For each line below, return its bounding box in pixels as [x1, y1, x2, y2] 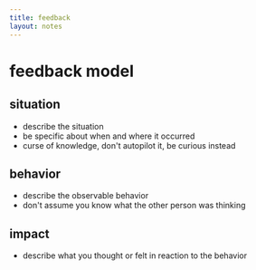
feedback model [9, 61, 134, 82]
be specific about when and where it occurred [22, 130, 195, 141]
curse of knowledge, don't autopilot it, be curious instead [22, 140, 236, 150]
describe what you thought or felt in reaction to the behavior [22, 250, 247, 261]
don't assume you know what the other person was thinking [22, 200, 246, 211]
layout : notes [9, 22, 63, 31]
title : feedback [9, 13, 71, 23]
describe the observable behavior [22, 190, 149, 201]
